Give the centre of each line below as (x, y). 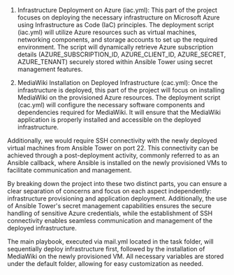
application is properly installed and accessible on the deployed (109, 120)
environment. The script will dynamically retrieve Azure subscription (116, 47)
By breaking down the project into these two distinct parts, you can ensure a (117, 183)
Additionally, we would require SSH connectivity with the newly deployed (112, 141)
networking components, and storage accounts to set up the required (117, 40)
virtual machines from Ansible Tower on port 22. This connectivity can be (113, 148)
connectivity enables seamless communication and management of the (110, 221)
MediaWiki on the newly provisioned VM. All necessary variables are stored (116, 256)
